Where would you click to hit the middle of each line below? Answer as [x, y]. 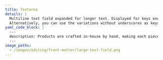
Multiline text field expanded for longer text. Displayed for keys [80, 18]
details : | [16, 14]
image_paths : [18, 45]
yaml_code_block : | [25, 28]
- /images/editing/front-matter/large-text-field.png [65, 50]
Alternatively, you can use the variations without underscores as [79, 23]
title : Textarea [21, 9]
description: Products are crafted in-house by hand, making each [78, 37]
